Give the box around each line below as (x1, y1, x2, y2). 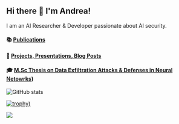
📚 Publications (6, 36, 45, 43)
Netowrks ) (6, 75, 34, 82)
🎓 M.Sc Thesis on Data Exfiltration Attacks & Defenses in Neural (6, 66, 173, 73)
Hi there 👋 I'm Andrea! (6, 6, 91, 16)
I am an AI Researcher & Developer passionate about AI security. (6, 22, 168, 29)
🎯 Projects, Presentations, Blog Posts (6, 52, 102, 59)
